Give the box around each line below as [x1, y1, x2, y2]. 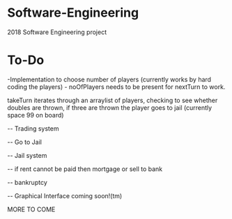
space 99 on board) [7, 111, 64, 119]
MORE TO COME [7, 205, 56, 213]
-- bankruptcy [7, 178, 47, 186]
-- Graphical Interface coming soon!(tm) [7, 191, 123, 200]
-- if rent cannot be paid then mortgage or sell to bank [7, 165, 163, 173]
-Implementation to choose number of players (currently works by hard [7, 75, 211, 83]
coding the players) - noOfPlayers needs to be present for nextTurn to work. [7, 82, 226, 91]
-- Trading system [7, 124, 59, 133]
